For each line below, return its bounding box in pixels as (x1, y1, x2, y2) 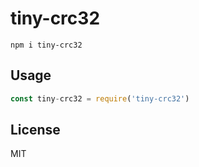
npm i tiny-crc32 (10, 40, 83, 50)
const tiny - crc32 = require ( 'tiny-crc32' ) (10, 93, 190, 104)
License (10, 122, 61, 139)
